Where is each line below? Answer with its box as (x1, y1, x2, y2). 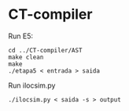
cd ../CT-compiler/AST (8, 46, 83, 54)
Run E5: (8, 31, 34, 41)
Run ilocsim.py (8, 81, 56, 90)
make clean (8, 53, 44, 61)
